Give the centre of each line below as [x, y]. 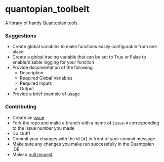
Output [27, 89]
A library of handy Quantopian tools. [42, 23]
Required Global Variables [46, 78]
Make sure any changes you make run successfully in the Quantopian [83, 144]
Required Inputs [36, 83]
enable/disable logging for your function [53, 62]
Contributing [21, 107]
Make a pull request [32, 154]
